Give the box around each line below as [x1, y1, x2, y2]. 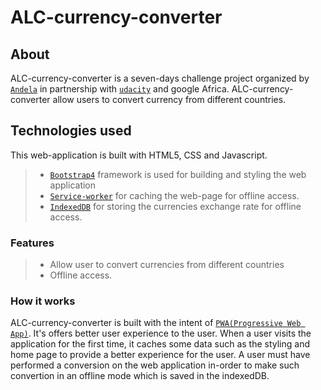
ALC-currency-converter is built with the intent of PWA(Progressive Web [10, 317, 302, 329]
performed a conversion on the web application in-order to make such [10, 359, 300, 371]
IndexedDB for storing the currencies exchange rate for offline [49, 200, 302, 212]
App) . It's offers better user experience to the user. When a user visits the [10, 327, 312, 340]
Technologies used [10, 122, 132, 140]
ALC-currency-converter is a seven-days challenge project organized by [10, 72, 310, 84]
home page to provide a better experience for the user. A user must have [10, 349, 311, 361]
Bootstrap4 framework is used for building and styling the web [49, 168, 307, 180]
